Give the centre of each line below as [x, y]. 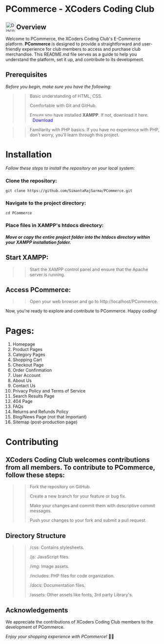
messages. [41, 511]
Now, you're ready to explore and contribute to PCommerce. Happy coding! [82, 311]
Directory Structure [36, 536]
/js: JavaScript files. [50, 557]
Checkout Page [28, 365]
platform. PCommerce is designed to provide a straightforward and [73, 44]
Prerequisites [26, 75]
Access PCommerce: [38, 290]
